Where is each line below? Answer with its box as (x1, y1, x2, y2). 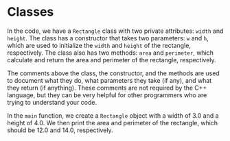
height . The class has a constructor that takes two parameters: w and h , (7, 34, 209, 42)
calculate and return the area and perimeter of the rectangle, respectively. (7, 55, 216, 64)
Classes (7, 4, 54, 20)
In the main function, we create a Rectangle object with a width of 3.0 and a (7, 111, 219, 120)
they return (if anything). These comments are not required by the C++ (7, 84, 207, 92)
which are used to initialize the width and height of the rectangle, (7, 41, 191, 49)
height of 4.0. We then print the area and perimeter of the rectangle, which (7, 118, 218, 127)
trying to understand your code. (7, 98, 97, 106)
